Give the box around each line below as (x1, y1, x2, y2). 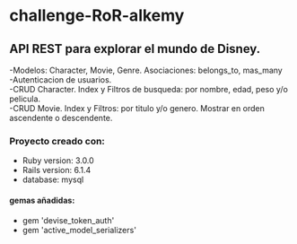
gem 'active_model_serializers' (22, 224, 137, 235)
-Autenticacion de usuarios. (9, 74, 112, 85)
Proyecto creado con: (9, 135, 106, 147)
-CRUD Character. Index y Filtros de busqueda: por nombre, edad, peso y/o (9, 84, 289, 94)
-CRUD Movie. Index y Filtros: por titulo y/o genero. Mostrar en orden (9, 103, 265, 113)
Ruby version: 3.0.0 (22, 155, 94, 166)
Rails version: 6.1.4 (22, 165, 92, 176)
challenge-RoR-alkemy (9, 5, 185, 26)
